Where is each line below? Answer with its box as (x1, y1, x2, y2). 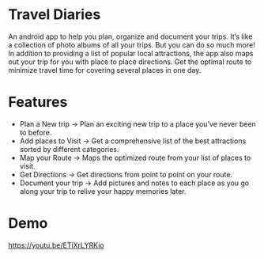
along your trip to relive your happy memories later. (19, 186, 187, 195)
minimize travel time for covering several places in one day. (8, 65, 202, 74)
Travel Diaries (8, 6, 101, 24)
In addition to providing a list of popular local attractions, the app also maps (8, 48, 254, 58)
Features (8, 93, 68, 112)
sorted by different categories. (19, 144, 119, 154)
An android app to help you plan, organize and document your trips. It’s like (8, 32, 253, 41)
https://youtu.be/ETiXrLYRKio (8, 240, 104, 250)
